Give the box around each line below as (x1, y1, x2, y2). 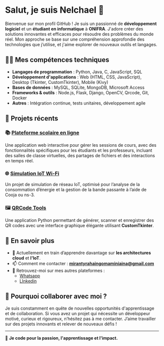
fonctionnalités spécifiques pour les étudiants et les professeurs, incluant (5, 147, 152, 154)
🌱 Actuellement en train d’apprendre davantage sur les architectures (12, 250, 151, 256)
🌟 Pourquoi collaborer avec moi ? (5, 292, 107, 301)
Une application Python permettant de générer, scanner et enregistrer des (5, 217, 154, 223)
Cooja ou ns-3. (5, 191, 35, 198)
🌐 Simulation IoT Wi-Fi (5, 170, 60, 177)
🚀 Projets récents (5, 114, 59, 123)
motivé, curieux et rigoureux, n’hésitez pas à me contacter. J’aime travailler (5, 316, 156, 321)
